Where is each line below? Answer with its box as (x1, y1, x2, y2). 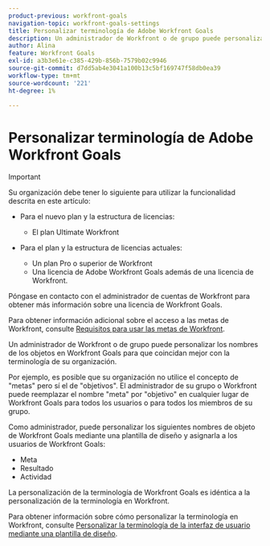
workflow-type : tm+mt (8, 72, 81, 80)
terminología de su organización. (8, 357, 117, 366)
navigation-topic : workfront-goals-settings (8, 19, 160, 27)
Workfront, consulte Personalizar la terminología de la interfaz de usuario (8, 520, 251, 530)
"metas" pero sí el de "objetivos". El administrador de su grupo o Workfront (8, 381, 257, 391)
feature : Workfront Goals (8, 49, 95, 57)
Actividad (19, 472, 52, 482)
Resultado (19, 464, 54, 474)
